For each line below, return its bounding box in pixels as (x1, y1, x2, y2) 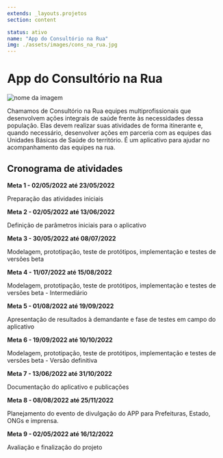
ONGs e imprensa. (7, 416, 60, 424)
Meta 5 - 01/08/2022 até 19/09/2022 (7, 302, 114, 310)
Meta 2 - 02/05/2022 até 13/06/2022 (7, 207, 115, 216)
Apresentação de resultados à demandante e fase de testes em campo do (7, 315, 216, 323)
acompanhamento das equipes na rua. (7, 143, 116, 151)
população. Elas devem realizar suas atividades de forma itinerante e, (7, 121, 203, 130)
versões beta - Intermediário (7, 288, 88, 296)
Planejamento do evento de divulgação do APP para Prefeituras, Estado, (7, 409, 211, 418)
